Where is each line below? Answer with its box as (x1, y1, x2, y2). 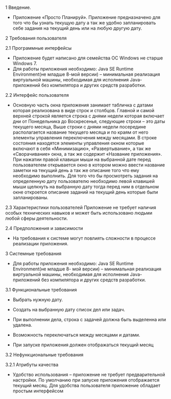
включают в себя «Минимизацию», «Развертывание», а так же (12, 145, 152, 152)
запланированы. (12, 195, 48, 200)
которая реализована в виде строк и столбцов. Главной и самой (12, 108, 155, 113)
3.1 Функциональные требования (5, 287, 77, 292)
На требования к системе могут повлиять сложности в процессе (12, 235, 156, 241)
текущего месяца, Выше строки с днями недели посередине (12, 124, 146, 130)
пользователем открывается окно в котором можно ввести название (12, 162, 165, 168)
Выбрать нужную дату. (12, 297, 63, 303)
